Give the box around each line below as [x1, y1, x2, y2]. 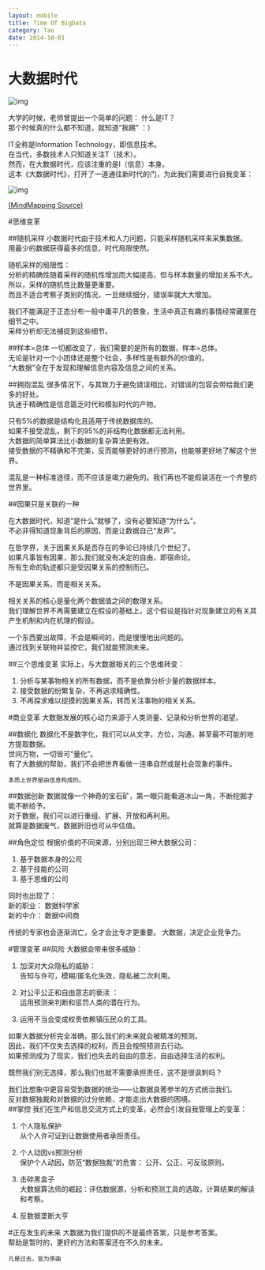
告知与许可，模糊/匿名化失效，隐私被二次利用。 [19, 971, 175, 981]
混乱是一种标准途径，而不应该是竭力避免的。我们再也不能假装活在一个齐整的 [8, 473, 257, 482]
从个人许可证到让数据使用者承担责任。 [19, 1131, 144, 1140]
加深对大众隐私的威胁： [19, 961, 96, 970]
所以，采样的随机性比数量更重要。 [8, 280, 119, 289]
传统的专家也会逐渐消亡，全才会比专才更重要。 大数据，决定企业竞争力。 [8, 928, 245, 937]
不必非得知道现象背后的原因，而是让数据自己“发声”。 [8, 526, 181, 536]
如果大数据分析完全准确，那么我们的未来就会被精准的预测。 [8, 1031, 202, 1041]
